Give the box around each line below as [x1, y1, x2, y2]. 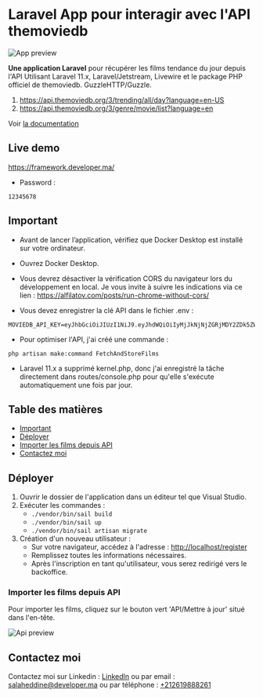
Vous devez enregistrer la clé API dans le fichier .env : [19, 305, 194, 315]
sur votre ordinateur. [19, 243, 86, 253]
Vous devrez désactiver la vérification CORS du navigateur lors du [19, 273, 233, 283]
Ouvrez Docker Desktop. [19, 258, 99, 268]
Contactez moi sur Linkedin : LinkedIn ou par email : [8, 672, 175, 681]
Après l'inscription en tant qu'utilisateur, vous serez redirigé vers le [31, 559, 247, 568]
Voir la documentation [8, 119, 80, 128]
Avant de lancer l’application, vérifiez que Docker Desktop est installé [19, 235, 243, 244]
